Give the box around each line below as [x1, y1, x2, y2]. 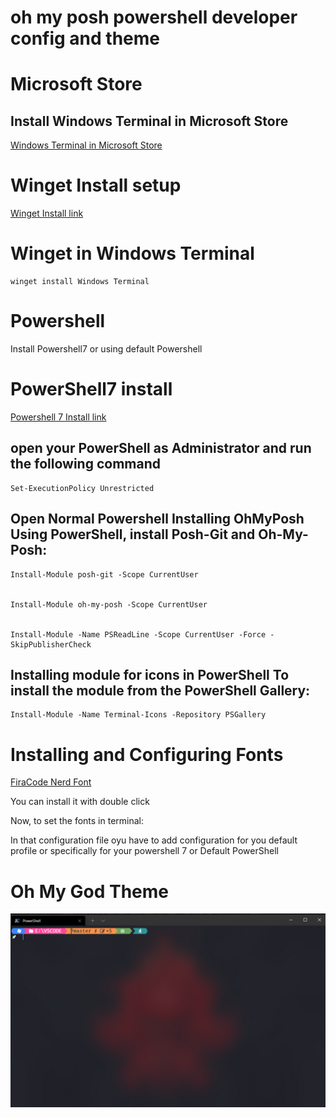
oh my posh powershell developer [10, 6, 298, 29]
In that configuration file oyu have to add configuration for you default [10, 834, 298, 846]
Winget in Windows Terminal [10, 242, 255, 265]
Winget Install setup [10, 174, 182, 197]
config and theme [10, 27, 160, 50]
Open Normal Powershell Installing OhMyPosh [10, 511, 305, 528]
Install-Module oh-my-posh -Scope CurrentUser [10, 599, 208, 610]
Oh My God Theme [10, 880, 169, 903]
